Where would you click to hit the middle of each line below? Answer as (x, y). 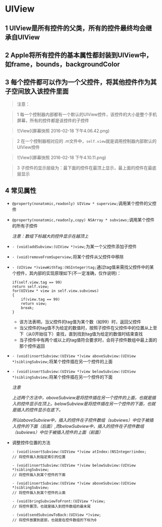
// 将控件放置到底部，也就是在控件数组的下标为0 (54, 520)
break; (28, 308)
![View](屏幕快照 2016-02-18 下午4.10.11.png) (61, 157)
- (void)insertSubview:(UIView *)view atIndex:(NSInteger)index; (79, 452)
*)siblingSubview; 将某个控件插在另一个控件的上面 (62, 361)
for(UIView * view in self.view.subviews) (55, 291)
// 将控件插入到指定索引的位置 (39, 457)
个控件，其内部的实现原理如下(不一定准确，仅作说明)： (67, 273)
